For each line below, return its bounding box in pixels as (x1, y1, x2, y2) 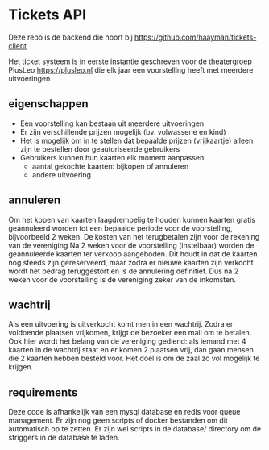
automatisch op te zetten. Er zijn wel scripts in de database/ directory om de (8, 424, 262, 434)
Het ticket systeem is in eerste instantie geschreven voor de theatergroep (8, 56, 252, 66)
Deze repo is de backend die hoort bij (8, 32, 133, 42)
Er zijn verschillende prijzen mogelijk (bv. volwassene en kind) (19, 127, 227, 136)
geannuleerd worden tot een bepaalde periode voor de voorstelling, (8, 223, 234, 233)
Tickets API (8, 6, 87, 24)
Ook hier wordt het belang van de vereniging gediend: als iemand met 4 (8, 336, 247, 346)
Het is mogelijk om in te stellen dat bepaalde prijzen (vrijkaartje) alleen (19, 135, 254, 145)
